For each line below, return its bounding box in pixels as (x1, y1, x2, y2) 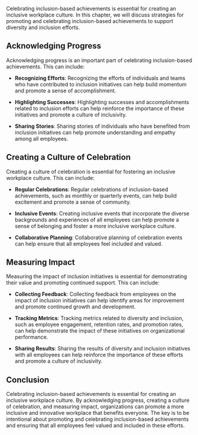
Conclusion (6, 375, 50, 385)
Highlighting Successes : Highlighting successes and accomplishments (14, 98, 189, 105)
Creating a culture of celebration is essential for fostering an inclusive (6, 168, 176, 175)
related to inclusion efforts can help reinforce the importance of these (14, 105, 184, 112)
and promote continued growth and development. (14, 303, 136, 310)
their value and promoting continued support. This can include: (6, 279, 160, 286)
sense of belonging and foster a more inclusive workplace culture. (14, 222, 176, 230)
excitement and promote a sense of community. (14, 198, 131, 205)
